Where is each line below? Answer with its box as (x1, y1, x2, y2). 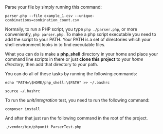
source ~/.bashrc (5, 89, 40, 94)
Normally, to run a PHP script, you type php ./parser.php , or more (5, 26, 138, 32)
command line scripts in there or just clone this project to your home (5, 56, 144, 62)
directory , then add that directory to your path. (5, 62, 98, 67)
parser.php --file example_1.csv (5, 14, 73, 18)
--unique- (74, 14, 95, 18)
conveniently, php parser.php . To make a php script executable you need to (5, 32, 157, 37)
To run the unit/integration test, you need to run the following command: (5, 97, 150, 103)
